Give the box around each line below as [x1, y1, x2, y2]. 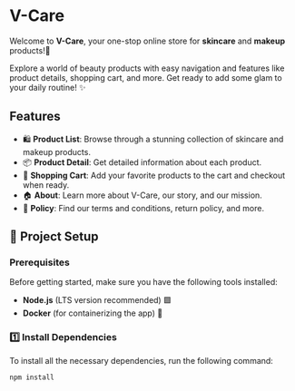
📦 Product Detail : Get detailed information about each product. [22, 156, 262, 168]
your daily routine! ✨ [9, 82, 86, 93]
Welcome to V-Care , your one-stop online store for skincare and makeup [9, 35, 286, 46]
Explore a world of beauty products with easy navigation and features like [9, 63, 285, 73]
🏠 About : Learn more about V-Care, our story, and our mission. [22, 190, 263, 200]
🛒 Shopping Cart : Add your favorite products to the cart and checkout [22, 170, 286, 181]
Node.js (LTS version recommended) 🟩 [22, 295, 172, 306]
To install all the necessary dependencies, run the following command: [9, 355, 274, 366]
